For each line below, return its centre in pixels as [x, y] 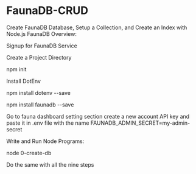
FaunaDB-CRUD [47, 11]
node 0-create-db [29, 153]
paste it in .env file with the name [48, 123]
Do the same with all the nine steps [50, 164]
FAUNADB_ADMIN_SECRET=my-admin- [140, 123]
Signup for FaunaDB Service [42, 46]
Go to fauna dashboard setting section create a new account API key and [98, 116]
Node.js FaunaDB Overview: [42, 33]
